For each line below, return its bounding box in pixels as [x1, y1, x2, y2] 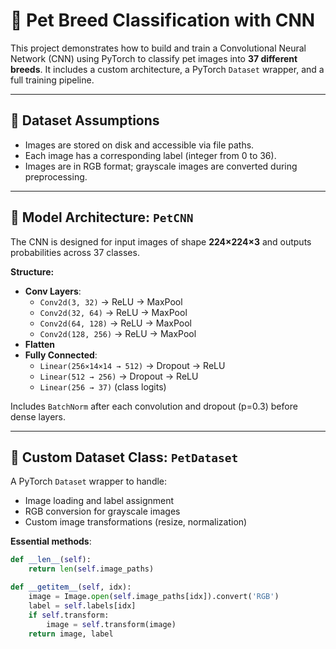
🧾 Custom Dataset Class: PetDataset [10, 449, 239, 466]
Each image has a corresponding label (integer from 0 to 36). [24, 149, 277, 161]
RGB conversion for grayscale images [24, 505, 181, 518]
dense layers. [10, 410, 66, 423]
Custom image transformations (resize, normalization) [24, 516, 248, 528]
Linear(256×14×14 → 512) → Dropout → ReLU [39, 359, 226, 371]
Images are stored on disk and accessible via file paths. [24, 139, 255, 151]
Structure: [10, 265, 55, 278]
